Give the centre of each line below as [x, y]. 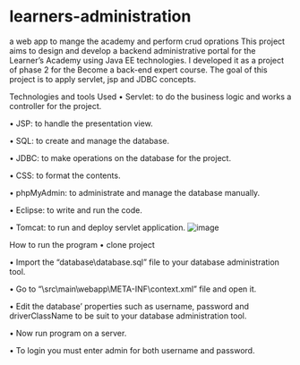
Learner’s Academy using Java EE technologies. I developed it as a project [147, 60]
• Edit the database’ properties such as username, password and [129, 306]
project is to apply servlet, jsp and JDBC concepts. [103, 79]
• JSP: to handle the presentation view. [81, 123]
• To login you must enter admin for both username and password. [132, 350]
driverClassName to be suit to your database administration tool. [128, 316]
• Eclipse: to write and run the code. [76, 210]
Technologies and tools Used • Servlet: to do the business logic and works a [150, 97]
